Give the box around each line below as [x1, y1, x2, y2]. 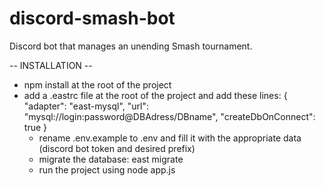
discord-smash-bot [9, 7, 176, 30]
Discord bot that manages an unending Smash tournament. [9, 40, 253, 52]
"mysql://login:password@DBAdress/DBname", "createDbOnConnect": [23, 110, 316, 122]
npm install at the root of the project [23, 78, 172, 91]
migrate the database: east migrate [38, 153, 184, 165]
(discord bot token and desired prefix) [38, 142, 196, 154]
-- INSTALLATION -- [9, 59, 93, 71]
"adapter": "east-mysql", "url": [23, 100, 150, 112]
